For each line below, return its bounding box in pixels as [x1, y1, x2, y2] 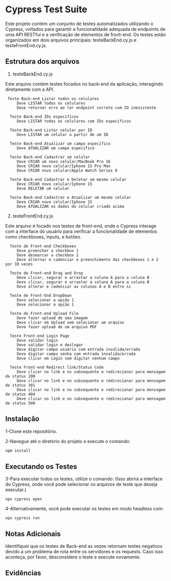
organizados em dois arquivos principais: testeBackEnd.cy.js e [5, 37, 137, 43]
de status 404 [5, 391, 36, 397]
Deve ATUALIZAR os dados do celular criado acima [16, 204, 125, 209]
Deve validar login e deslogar [16, 342, 83, 347]
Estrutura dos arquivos [5, 57, 80, 66]
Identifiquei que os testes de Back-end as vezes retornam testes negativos [5, 543, 163, 549]
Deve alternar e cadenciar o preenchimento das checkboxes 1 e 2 [16, 257, 159, 262]
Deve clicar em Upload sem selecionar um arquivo [16, 319, 125, 325]
